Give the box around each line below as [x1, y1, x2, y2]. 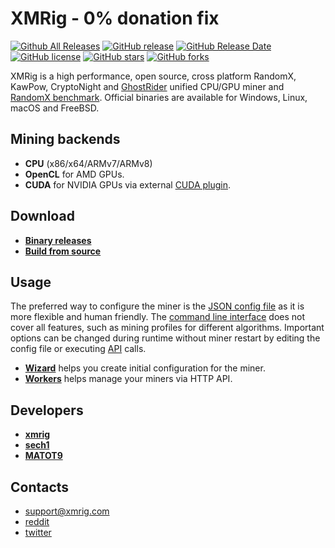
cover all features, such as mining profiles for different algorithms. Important [10, 322, 325, 334]
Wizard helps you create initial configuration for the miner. [24, 362, 266, 374]
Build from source [24, 245, 102, 257]
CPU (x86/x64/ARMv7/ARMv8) [24, 157, 153, 169]
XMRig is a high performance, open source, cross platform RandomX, [10, 70, 297, 82]
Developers [10, 402, 84, 419]
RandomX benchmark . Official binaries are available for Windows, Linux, [10, 91, 308, 103]
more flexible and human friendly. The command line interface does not [10, 311, 306, 323]
